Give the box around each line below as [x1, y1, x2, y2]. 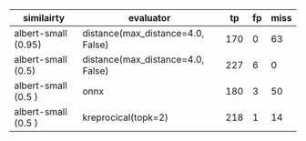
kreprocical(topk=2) [82, 111, 168, 124]
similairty [22, 12, 66, 24]
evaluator [128, 12, 171, 24]
